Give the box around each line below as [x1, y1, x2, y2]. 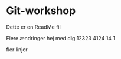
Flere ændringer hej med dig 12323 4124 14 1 [6, 34, 115, 41]
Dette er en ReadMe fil [6, 23, 61, 30]
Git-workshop [6, 4, 76, 18]
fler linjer [6, 46, 28, 53]
